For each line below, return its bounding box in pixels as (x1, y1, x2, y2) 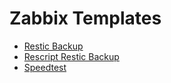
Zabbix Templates (9, 7, 162, 30)
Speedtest (23, 61, 67, 73)
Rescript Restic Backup (23, 50, 120, 62)
